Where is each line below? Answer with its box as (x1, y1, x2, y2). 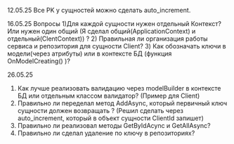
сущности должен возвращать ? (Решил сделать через (17, 107, 184, 114)
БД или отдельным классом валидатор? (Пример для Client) (17, 91, 200, 100)
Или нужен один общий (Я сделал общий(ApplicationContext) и (7, 27, 196, 35)
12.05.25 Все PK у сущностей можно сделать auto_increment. (7, 6, 191, 14)
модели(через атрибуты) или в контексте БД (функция (7, 49, 172, 58)
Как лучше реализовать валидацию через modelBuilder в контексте (17, 84, 221, 92)
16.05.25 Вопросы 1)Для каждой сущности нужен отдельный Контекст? (7, 20, 221, 27)
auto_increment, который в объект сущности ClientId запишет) (17, 114, 204, 122)
